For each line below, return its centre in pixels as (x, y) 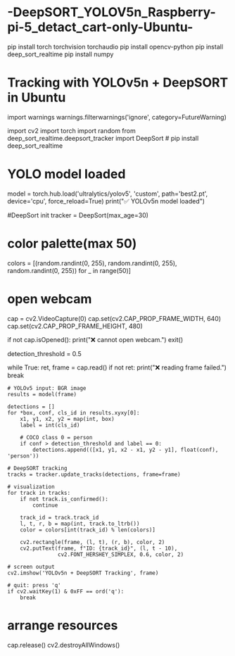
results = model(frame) (42, 394)
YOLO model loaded (66, 174)
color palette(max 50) (72, 244)
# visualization (31, 486)
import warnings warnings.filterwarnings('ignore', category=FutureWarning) (117, 117)
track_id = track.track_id (59, 517)
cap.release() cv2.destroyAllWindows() (64, 645)
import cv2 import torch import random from (71, 130)
